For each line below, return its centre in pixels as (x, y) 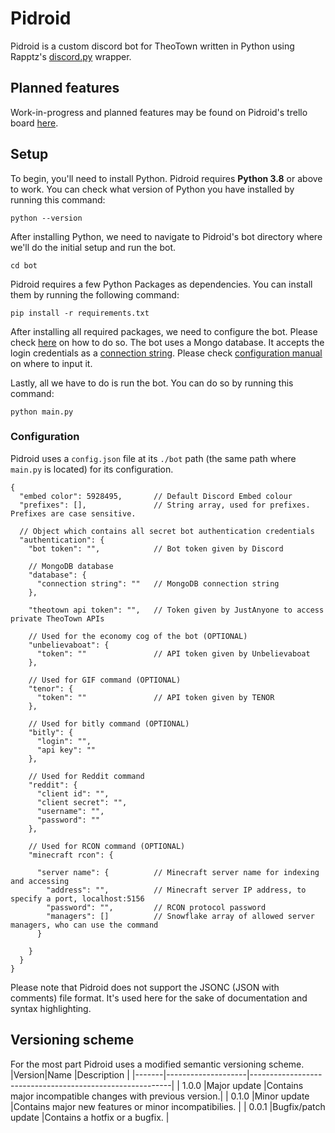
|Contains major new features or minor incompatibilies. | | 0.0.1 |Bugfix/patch (168, 1106)
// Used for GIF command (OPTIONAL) (105, 680)
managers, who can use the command (84, 925)
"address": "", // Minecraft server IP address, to (176, 890)
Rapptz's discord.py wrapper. (71, 56)
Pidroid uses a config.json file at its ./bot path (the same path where (153, 458)
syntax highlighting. (51, 1008)
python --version (46, 218)
